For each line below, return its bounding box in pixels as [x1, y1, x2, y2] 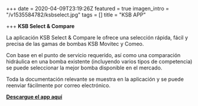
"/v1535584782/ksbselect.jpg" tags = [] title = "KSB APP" [6, 11, 146, 18]
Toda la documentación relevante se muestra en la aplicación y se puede [6, 76, 184, 82]
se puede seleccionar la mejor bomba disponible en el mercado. [6, 64, 163, 71]
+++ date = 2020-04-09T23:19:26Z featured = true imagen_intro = [6, 5, 170, 12]
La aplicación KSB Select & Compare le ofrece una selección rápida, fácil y [6, 34, 188, 41]
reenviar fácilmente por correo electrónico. [6, 82, 111, 89]
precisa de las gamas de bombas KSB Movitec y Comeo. [6, 41, 144, 47]
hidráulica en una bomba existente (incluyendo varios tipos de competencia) [6, 58, 193, 65]
